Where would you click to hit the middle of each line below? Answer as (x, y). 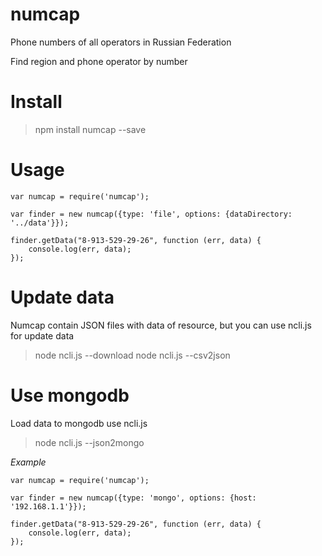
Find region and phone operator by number (99, 61)
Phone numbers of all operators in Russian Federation (121, 42)
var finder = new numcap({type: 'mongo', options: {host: (133, 498)
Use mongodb (70, 395)
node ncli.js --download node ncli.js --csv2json (132, 355)
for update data (42, 335)
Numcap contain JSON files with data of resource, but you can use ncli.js (161, 325)
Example (28, 462)
